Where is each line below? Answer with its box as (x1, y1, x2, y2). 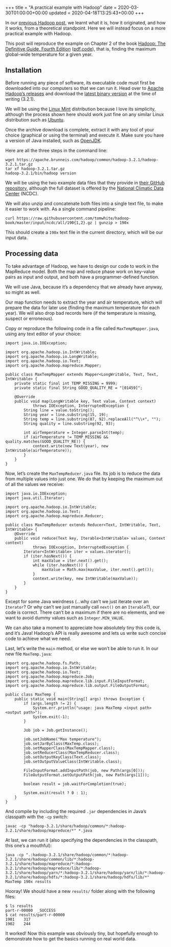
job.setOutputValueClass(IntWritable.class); (23, 759, 123, 764)
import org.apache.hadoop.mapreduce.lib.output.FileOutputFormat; (5, 683, 150, 688)
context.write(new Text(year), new (32, 443, 109, 449)
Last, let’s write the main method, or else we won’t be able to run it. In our (5, 645, 159, 651)
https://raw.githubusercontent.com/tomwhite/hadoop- (16, 216, 131, 221)
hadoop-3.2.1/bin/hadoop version (5, 171, 77, 176)
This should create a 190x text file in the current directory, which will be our (5, 229, 163, 235)
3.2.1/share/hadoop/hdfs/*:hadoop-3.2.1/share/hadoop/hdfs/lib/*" (5, 874, 150, 880)
